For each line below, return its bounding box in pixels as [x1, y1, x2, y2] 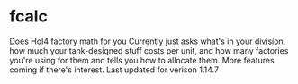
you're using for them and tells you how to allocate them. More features [9, 55, 275, 65]
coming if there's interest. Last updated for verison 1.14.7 [9, 64, 219, 75]
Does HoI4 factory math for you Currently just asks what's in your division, [9, 36, 286, 46]
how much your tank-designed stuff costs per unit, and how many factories [9, 45, 289, 55]
